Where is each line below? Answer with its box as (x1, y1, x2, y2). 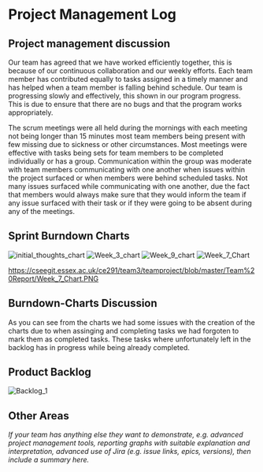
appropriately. (8, 108, 54, 117)
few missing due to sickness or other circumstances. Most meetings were (8, 140, 248, 149)
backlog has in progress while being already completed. (8, 342, 191, 352)
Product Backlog (8, 366, 92, 379)
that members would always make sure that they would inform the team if (8, 190, 246, 199)
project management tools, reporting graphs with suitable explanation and (8, 438, 250, 448)
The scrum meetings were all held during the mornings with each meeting (8, 124, 248, 132)
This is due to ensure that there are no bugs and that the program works (8, 100, 243, 109)
